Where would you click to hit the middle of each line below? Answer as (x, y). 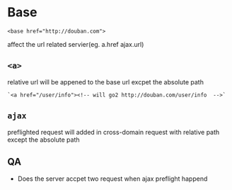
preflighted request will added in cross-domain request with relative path (114, 132)
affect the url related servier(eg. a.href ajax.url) (76, 44)
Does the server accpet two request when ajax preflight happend (112, 179)
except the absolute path (43, 140)
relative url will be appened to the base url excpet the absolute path (105, 82)
